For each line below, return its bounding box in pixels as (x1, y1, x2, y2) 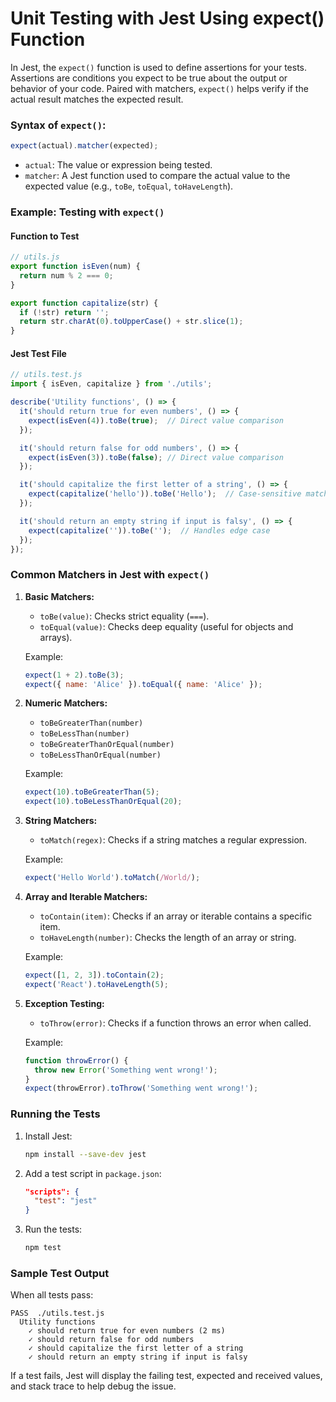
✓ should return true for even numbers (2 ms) (28, 1326, 226, 1336)
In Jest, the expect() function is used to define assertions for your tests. (10, 61, 308, 73)
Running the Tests (10, 1107, 101, 1121)
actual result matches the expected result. (10, 93, 184, 105)
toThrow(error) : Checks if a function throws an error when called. (39, 1017, 312, 1029)
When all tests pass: (10, 1289, 94, 1301)
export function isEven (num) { (10, 262, 141, 272)
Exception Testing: (24, 997, 105, 1009)
